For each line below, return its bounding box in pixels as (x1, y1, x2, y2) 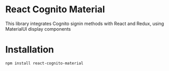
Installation (5, 44, 54, 56)
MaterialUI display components (5, 26, 71, 32)
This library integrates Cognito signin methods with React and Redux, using (5, 20, 164, 27)
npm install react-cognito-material (5, 60, 83, 66)
